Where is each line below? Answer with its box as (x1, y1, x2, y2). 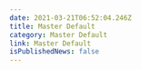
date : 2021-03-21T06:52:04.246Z (9, 13, 132, 23)
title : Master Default (9, 22, 96, 31)
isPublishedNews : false (9, 47, 100, 56)
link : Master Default (9, 38, 92, 48)
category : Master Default (9, 30, 107, 39)
